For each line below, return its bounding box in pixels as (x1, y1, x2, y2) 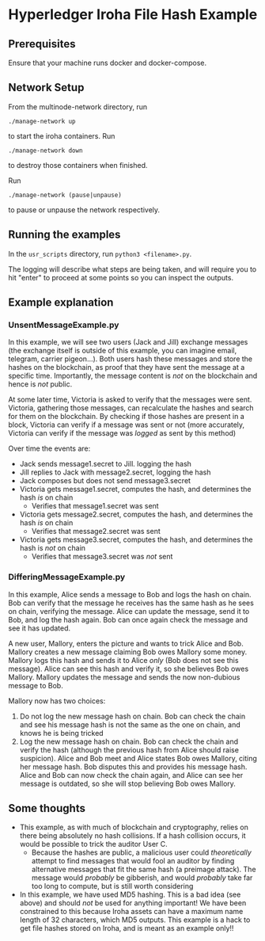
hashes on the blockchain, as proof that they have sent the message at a (8, 363, 245, 372)
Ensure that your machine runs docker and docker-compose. (8, 58, 207, 67)
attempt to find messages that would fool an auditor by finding (31, 856, 235, 866)
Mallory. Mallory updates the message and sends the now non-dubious (8, 672, 240, 682)
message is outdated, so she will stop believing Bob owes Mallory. (19, 779, 236, 788)
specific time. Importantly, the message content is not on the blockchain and (8, 371, 258, 381)
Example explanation (8, 295, 114, 310)
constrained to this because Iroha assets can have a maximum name (19, 907, 244, 916)
